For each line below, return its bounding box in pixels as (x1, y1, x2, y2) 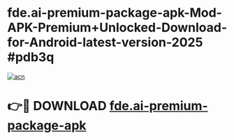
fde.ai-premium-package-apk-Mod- (7, 5, 222, 21)
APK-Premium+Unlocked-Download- (7, 20, 228, 36)
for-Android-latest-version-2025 (7, 35, 203, 50)
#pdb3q (7, 49, 54, 65)
